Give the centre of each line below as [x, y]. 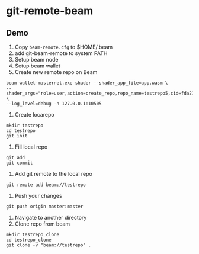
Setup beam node [36, 60]
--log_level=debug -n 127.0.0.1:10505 [54, 104]
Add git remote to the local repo [54, 174]
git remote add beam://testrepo [46, 185]
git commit [20, 163]
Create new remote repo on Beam [56, 72]
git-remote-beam [50, 11]
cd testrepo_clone [29, 240]
